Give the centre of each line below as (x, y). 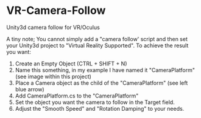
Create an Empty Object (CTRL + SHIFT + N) (71, 64)
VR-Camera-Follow (56, 11)
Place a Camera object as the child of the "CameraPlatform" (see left (101, 83)
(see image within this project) (53, 76)
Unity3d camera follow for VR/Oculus (53, 27)
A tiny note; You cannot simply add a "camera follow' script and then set (97, 39)
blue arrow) (30, 89)
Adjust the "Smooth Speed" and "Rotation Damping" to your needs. (100, 108)
